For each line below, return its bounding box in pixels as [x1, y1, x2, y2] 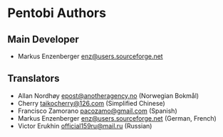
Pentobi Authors [7, 5, 107, 21]
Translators [7, 72, 60, 84]
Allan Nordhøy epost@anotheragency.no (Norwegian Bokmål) [17, 91, 199, 100]
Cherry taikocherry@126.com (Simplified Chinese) [17, 99, 165, 107]
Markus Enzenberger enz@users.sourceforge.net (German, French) [17, 114, 217, 122]
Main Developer [7, 33, 80, 45]
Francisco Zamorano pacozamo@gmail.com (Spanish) [17, 106, 177, 115]
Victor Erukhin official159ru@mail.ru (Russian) [17, 121, 152, 130]
